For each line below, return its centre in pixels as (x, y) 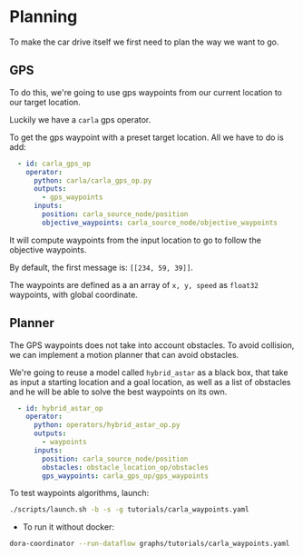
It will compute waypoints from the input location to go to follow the (135, 240)
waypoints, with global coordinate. (73, 294)
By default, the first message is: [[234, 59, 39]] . (101, 267)
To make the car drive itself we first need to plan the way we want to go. (144, 42)
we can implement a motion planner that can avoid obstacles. (124, 354)
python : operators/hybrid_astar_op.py (107, 425)
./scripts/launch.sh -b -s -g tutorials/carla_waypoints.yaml (129, 510)
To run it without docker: (68, 527)
